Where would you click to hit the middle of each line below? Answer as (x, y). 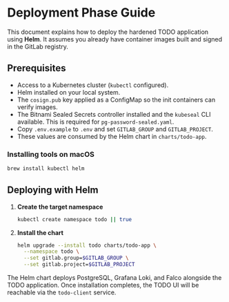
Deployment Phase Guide (81, 13)
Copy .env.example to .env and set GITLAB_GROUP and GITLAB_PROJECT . (115, 129)
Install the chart (40, 232)
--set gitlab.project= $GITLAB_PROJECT (79, 265)
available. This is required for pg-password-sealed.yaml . (96, 122)
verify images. (38, 107)
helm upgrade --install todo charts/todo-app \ (87, 245)
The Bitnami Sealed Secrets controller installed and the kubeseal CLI (114, 114)
